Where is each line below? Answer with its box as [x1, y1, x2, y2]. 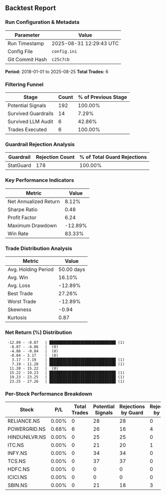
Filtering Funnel [5, 81, 43, 88]
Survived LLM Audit [7, 118, 53, 125]
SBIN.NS [7, 482, 28, 489]
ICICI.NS [7, 474, 27, 481]
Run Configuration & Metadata [5, 19, 80, 26]
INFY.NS [7, 450, 28, 456]
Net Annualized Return [7, 198, 60, 205]
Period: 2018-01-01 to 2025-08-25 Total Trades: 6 [5, 69, 109, 75]
